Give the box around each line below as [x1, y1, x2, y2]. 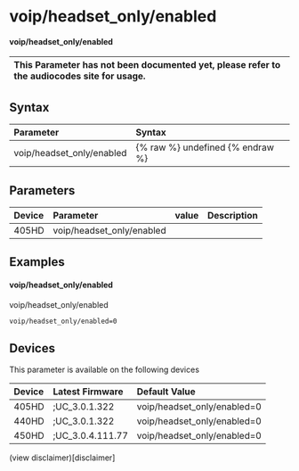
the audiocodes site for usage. [13, 70, 146, 82]
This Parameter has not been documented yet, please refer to [13, 59, 281, 71]
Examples [9, 254, 65, 269]
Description [207, 210, 258, 222]
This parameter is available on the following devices [9, 364, 200, 376]
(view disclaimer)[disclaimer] [9, 452, 116, 463]
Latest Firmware [53, 385, 124, 398]
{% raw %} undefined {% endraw [135, 141, 274, 153]
